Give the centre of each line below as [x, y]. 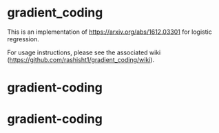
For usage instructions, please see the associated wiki [84, 52]
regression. [23, 39]
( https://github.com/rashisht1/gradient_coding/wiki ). [81, 59]
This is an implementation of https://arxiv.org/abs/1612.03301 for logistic [109, 32]
